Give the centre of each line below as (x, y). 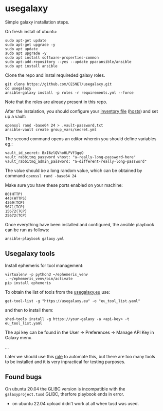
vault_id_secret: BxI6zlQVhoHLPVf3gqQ (44, 153)
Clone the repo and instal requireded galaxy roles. (55, 75)
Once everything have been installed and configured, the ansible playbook (80, 224)
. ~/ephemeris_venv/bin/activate (39, 279)
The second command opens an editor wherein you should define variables (81, 139)
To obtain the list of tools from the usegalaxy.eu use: (58, 292)
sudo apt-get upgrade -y (30, 44)
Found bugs (24, 377)
